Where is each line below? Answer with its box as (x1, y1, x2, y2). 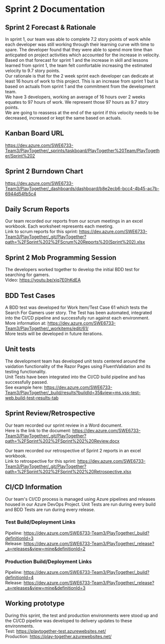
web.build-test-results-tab (5, 395, 59, 401)
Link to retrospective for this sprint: (5, 458, 76, 464)
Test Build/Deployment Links (5, 519, 76, 525)
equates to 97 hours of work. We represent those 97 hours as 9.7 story (5, 99, 149, 105)
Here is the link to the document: (5, 427, 71, 433)
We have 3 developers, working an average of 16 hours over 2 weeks (5, 94, 145, 100)
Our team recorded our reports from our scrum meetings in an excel (5, 218, 143, 224)
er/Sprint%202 (5, 153, 35, 159)
